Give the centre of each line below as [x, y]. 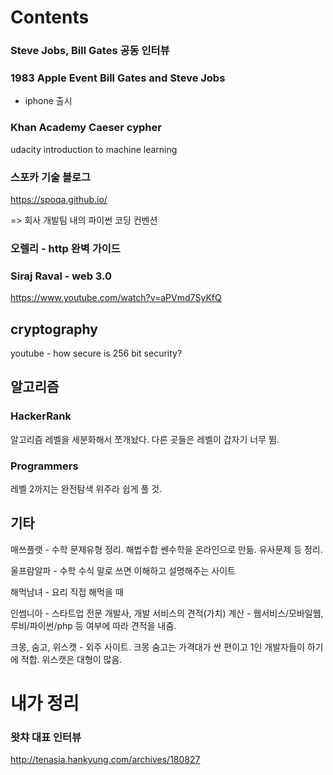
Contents [50, 17]
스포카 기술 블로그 [51, 177]
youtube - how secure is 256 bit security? [96, 353]
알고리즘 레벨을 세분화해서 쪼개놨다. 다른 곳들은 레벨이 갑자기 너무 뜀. [145, 439]
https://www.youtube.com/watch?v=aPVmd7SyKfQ [116, 298]
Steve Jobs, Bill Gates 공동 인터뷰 [90, 51]
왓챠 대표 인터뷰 [46, 737]
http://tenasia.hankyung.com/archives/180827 [105, 760]
